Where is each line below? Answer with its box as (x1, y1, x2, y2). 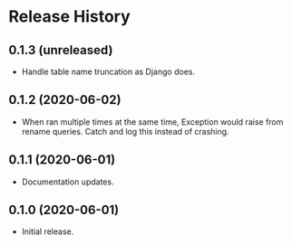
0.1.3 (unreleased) (8, 42, 113, 58)
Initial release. (21, 226, 74, 237)
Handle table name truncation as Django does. (21, 66, 196, 77)
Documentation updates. (21, 176, 114, 187)
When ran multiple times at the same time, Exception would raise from (21, 116, 284, 127)
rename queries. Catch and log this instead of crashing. (21, 126, 229, 136)
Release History (8, 6, 131, 27)
